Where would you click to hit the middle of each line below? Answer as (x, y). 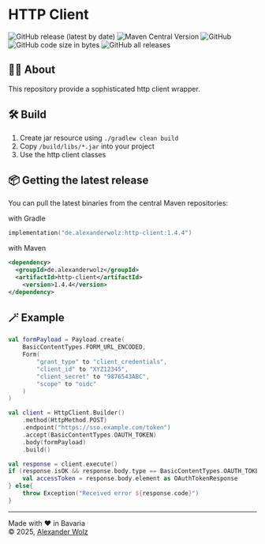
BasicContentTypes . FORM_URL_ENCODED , (84, 347)
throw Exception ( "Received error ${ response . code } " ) (111, 493)
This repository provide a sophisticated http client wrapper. (105, 89)
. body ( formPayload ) (54, 442)
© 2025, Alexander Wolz (48, 531)
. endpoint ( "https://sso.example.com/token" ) (97, 428)
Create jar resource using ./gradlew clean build (99, 138)
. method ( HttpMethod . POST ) (65, 421)
